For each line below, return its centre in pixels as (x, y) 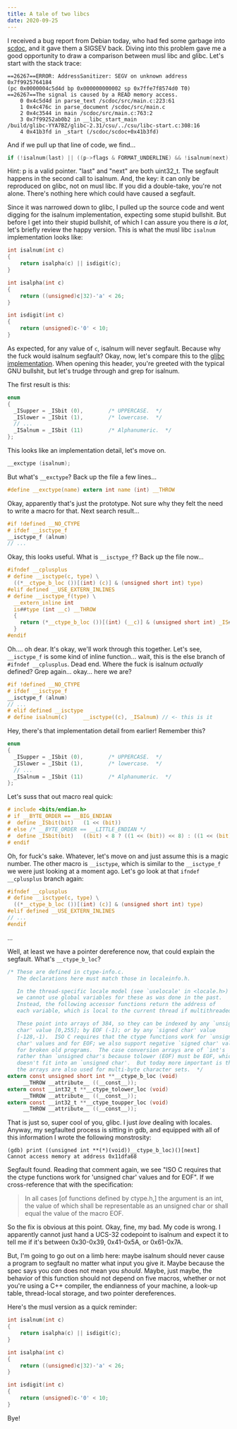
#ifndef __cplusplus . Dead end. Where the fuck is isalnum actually (105, 664)
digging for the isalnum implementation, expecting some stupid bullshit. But (117, 215)
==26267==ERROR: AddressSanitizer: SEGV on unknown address (98, 76)
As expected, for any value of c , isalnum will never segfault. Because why (114, 348)
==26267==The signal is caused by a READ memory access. (93, 95)
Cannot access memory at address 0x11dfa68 (72, 1157)
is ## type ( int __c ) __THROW (55, 609)
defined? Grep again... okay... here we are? (69, 671)
